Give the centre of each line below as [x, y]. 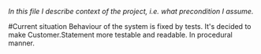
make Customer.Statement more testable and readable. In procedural [120, 35]
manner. [22, 43]
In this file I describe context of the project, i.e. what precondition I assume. [131, 11]
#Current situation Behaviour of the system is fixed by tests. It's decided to [130, 26]
